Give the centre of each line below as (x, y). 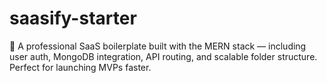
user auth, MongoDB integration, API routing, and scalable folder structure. (163, 56)
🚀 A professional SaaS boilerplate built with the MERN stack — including (158, 46)
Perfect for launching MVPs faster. (80, 67)
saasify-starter (73, 18)
